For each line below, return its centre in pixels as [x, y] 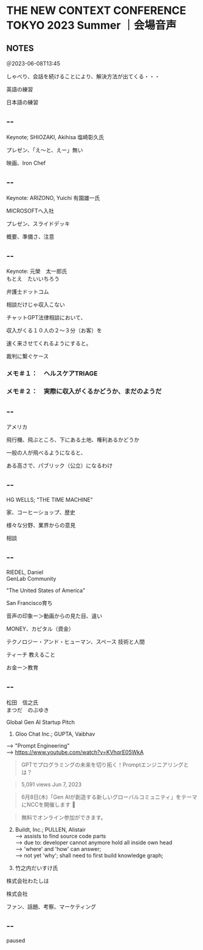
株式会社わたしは [28, 881]
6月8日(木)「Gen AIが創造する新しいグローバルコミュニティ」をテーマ [109, 797]
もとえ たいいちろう [33, 279]
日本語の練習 [22, 102]
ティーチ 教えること [31, 654]
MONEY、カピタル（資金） [40, 629]
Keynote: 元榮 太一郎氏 [37, 272]
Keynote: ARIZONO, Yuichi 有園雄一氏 [53, 197]
